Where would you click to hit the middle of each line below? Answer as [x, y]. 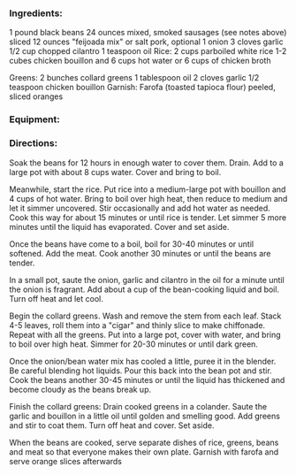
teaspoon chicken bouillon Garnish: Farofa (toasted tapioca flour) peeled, [142, 88]
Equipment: [34, 119]
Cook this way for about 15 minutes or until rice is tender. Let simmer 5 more [148, 217]
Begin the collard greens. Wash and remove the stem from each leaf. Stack [145, 316]
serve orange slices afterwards [65, 461]
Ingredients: [36, 13]
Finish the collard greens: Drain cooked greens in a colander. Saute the [138, 406]
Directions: [34, 143]
